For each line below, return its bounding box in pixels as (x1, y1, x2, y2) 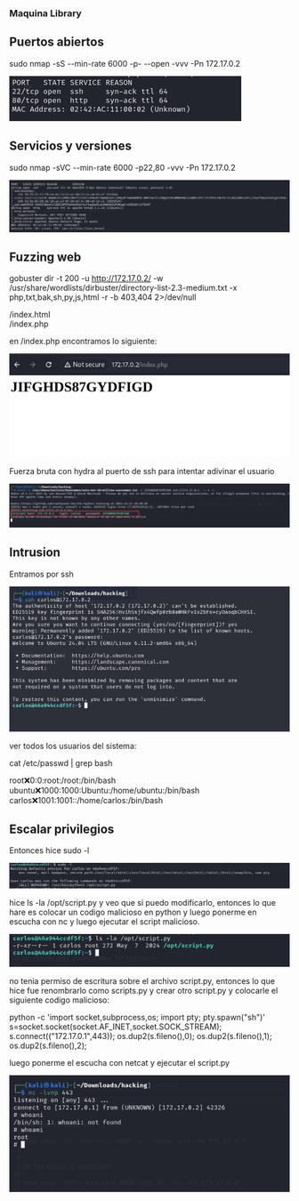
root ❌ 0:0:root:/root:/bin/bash (9, 775, 117, 786)
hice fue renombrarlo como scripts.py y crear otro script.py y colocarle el (9, 985, 279, 995)
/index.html (9, 310, 51, 320)
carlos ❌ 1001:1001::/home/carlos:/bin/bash (9, 795, 163, 806)
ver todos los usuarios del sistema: (9, 741, 137, 752)
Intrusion (9, 545, 61, 560)
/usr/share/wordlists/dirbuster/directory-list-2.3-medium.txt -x (9, 283, 238, 294)
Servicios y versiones (9, 139, 132, 154)
